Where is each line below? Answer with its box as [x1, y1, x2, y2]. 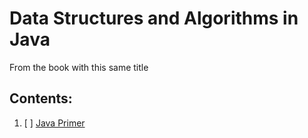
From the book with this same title [9, 61, 149, 73]
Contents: [9, 90, 73, 107]
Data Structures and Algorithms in [9, 7, 299, 30]
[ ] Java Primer [23, 117, 86, 129]
